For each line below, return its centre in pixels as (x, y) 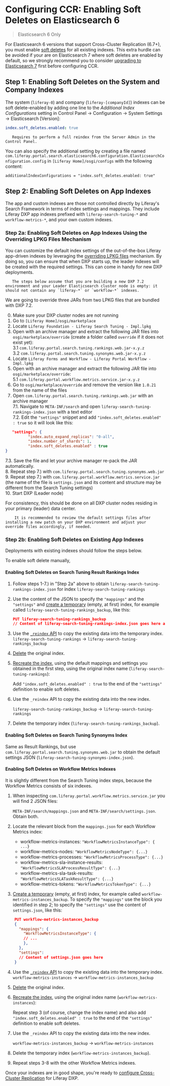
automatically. (20, 466)
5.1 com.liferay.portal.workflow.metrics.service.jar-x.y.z (76, 379)
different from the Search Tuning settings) (49, 488)
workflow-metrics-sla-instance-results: (61, 862)
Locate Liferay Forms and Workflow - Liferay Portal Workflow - (82, 359)
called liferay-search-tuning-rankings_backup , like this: (72, 610)
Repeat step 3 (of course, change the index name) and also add (79, 1012)
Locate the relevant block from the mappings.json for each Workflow (84, 826)
